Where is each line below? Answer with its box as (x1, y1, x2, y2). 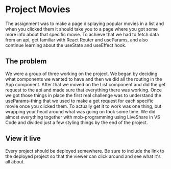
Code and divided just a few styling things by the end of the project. (5, 119, 148, 126)
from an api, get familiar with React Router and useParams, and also (5, 37, 148, 43)
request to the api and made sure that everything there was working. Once (5, 87, 162, 93)
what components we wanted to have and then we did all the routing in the (5, 76, 162, 82)
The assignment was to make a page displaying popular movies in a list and (5, 20, 164, 27)
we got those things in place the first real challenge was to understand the (5, 92, 162, 98)
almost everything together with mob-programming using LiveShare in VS (5, 114, 161, 120)
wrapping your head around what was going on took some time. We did (5, 108, 156, 114)
